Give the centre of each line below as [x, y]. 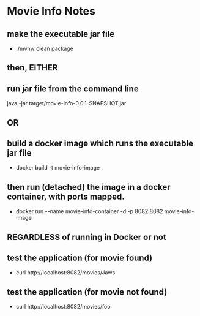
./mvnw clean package [45, 48]
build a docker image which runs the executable [100, 143]
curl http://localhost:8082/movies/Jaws [65, 273]
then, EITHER [32, 68]
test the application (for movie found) [80, 258]
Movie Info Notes [51, 11]
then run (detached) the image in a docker [89, 187]
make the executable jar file [61, 34]
